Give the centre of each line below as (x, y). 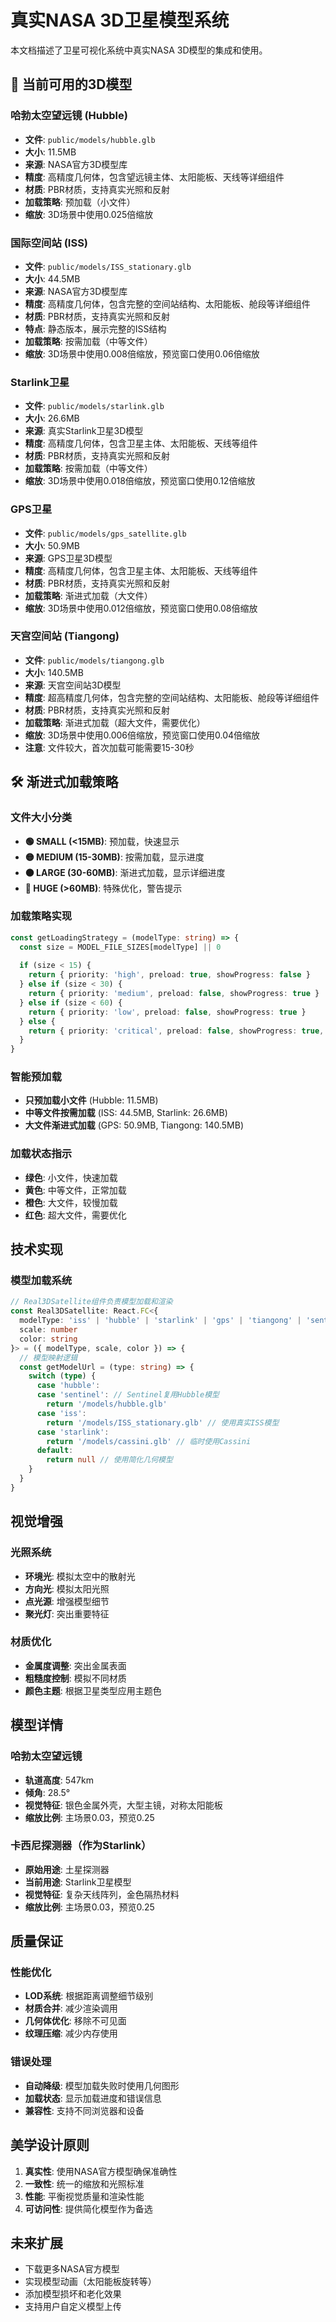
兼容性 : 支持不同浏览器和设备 (84, 2110)
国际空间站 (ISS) (49, 243)
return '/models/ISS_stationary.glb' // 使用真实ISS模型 (163, 1422)
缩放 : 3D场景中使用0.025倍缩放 (89, 214)
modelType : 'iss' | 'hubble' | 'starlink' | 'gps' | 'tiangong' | (160, 1321)
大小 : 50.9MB (52, 545)
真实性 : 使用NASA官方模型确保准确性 (101, 2171)
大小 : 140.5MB (54, 672)
